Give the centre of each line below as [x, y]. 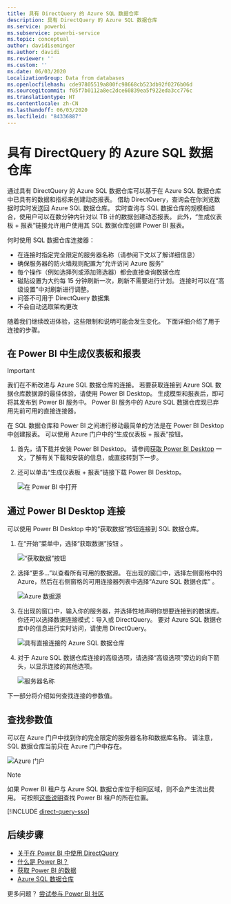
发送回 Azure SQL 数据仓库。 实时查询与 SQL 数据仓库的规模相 [120, 207]
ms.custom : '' [28, 65]
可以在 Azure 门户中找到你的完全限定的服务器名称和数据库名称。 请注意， [112, 738]
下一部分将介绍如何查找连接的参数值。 [61, 696]
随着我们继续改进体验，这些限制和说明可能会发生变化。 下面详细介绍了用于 [114, 321]
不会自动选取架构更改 [47, 306]
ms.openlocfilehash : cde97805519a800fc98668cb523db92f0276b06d [100, 84]
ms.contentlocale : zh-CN [43, 104]
